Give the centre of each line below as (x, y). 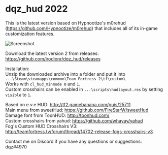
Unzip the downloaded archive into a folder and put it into (65, 74)
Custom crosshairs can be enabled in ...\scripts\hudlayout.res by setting (84, 89)
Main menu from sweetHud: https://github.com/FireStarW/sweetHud (77, 110)
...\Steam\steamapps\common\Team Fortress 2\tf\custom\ (65, 79)
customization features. (30, 34)
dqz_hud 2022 (37, 9)
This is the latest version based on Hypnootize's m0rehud (65, 23)
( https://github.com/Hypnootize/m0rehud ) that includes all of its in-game (82, 28)
